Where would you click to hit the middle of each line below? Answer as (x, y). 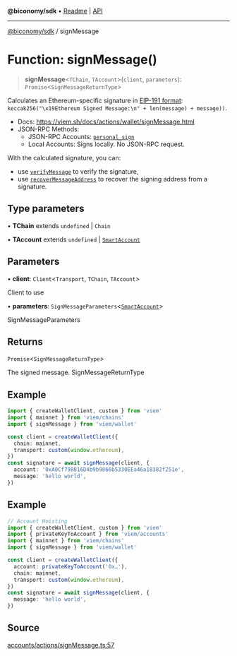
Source (24, 628)
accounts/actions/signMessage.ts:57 (61, 645)
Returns (25, 341)
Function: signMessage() (82, 60)
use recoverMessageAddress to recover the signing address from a (113, 179)
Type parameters (46, 209)
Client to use (26, 292)
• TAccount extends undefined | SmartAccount (74, 239)
